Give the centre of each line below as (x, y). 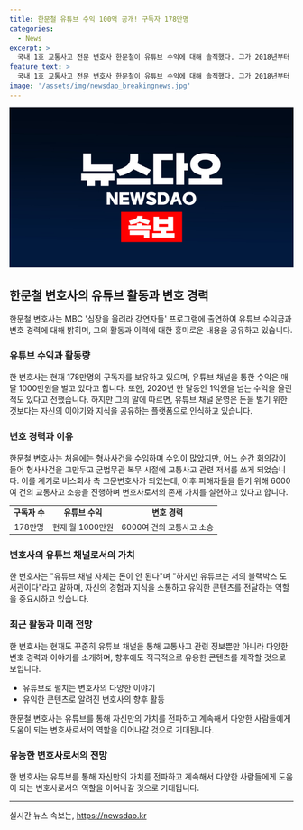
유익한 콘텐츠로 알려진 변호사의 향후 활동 (93, 699)
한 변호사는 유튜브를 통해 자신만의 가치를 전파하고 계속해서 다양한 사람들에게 (143, 777)
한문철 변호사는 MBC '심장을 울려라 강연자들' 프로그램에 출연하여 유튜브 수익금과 (151, 319)
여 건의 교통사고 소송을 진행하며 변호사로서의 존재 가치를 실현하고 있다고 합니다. (149, 491)
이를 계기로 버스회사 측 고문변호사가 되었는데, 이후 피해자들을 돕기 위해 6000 (156, 480)
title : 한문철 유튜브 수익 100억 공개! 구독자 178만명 (99, 19)
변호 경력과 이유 (41, 436)
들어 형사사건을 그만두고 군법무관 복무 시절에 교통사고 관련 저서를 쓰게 (132, 469)
